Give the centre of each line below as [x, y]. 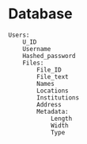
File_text [53, 76]
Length [61, 119]
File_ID [49, 70]
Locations [53, 91]
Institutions [58, 97]
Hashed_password [49, 56]
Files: [33, 63]
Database [40, 14]
